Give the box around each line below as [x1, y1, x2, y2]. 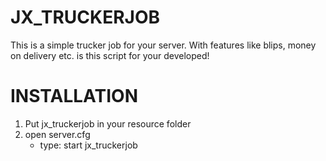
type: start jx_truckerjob [39, 139, 138, 151]
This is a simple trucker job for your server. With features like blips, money [10, 39, 317, 51]
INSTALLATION [10, 85, 138, 108]
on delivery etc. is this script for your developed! [10, 49, 210, 61]
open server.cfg [24, 128, 91, 140]
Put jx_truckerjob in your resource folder [24, 117, 192, 130]
